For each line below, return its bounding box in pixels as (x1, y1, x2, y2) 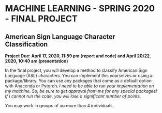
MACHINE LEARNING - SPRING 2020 (5, 3, 155, 14)
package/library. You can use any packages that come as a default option (5, 78, 152, 83)
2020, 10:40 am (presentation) (5, 58, 69, 64)
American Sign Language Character (5, 32, 115, 41)
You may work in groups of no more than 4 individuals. (5, 103, 114, 108)
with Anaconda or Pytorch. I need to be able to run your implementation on (5, 83, 154, 89)
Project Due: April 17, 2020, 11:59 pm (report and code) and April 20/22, (5, 53, 151, 59)
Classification (5, 40, 48, 48)
